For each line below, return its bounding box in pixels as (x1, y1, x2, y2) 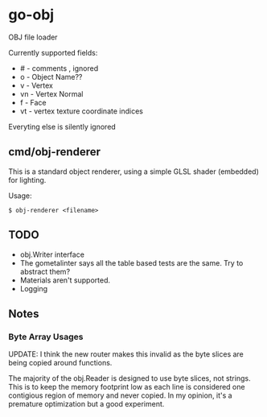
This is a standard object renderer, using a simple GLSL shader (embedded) (8, 167, 260, 176)
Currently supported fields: (8, 47, 98, 57)
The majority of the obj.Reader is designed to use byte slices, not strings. (8, 374, 251, 383)
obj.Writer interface (19, 250, 84, 259)
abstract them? (19, 266, 71, 276)
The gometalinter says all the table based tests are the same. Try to (19, 258, 244, 267)
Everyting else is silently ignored (8, 122, 117, 131)
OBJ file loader (8, 32, 58, 42)
